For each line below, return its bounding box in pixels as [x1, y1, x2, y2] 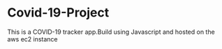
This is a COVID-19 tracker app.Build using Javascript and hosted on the [7, 28, 215, 36]
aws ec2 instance [7, 35, 58, 43]
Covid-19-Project [7, 5, 110, 21]
